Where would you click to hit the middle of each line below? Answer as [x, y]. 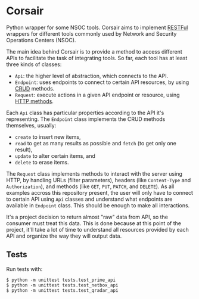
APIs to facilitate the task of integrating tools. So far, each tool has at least [97, 58]
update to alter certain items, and [55, 155]
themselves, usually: [31, 125]
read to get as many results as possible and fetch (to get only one [96, 143]
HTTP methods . [34, 101]
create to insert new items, [48, 137]
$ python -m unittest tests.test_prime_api [61, 280]
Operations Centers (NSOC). [41, 40]
